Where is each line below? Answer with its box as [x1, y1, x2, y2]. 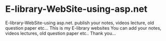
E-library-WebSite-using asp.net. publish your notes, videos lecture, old [5, 20, 154, 26]
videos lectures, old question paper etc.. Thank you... [5, 30, 116, 36]
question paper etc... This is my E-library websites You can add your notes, [5, 25, 161, 31]
